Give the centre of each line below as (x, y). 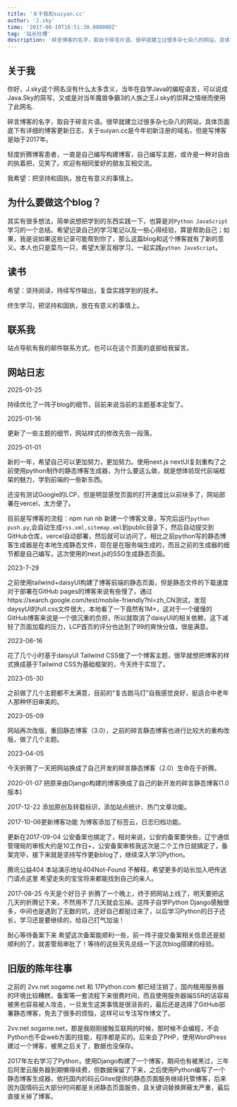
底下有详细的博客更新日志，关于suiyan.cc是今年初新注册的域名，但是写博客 (117, 130)
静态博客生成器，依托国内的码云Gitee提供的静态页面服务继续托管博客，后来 (117, 1078)
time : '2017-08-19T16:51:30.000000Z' (63, 27)
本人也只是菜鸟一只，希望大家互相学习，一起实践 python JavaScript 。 (121, 247)
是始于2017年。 (30, 139)
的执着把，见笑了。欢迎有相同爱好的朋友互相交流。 (81, 163)
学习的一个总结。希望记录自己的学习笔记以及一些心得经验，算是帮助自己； (115, 230)
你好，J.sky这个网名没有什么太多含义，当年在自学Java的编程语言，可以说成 (117, 88)
